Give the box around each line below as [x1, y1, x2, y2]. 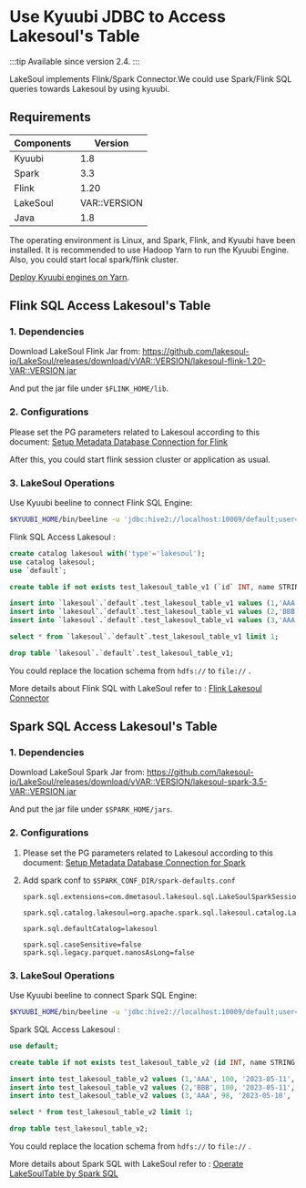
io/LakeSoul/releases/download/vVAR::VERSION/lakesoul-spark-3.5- [9, 776, 268, 787]
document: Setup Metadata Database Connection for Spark [22, 856, 246, 867]
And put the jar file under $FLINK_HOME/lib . [9, 383, 169, 394]
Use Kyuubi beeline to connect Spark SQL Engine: [9, 990, 198, 1001]
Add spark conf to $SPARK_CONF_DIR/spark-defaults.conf [22, 875, 236, 886]
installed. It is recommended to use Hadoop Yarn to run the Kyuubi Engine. [9, 244, 290, 255]
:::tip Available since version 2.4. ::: [9, 56, 140, 67]
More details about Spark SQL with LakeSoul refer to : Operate [9, 1159, 244, 1170]
